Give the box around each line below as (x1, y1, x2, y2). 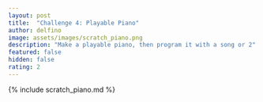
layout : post (8, 11, 51, 20)
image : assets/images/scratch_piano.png (8, 33, 144, 42)
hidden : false (8, 56, 55, 64)
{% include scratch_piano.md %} (8, 85, 116, 94)
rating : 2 (8, 63, 41, 71)
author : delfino (8, 26, 62, 34)
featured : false (8, 48, 62, 56)
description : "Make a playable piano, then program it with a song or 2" (8, 41, 257, 49)
